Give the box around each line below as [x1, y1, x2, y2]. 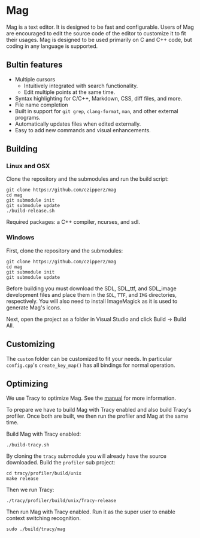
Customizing [6, 339, 55, 349]
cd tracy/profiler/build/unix [6, 470, 82, 476]
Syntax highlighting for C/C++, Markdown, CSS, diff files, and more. [14, 95, 183, 102]
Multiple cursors [14, 75, 56, 83]
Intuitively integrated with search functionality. [23, 82, 138, 89]
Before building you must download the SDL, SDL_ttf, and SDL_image [6, 285, 177, 292]
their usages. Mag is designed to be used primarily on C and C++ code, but [6, 36, 193, 43]
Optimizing [6, 378, 49, 389]
